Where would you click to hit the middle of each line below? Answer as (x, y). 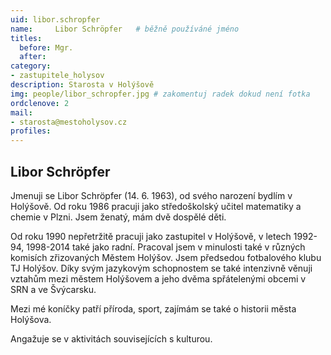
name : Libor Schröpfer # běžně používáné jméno (125, 29)
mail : (21, 112)
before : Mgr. (46, 47)
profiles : (31, 131)
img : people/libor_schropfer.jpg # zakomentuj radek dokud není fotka (160, 94)
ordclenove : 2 (40, 103)
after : (33, 57)
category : (31, 66)
